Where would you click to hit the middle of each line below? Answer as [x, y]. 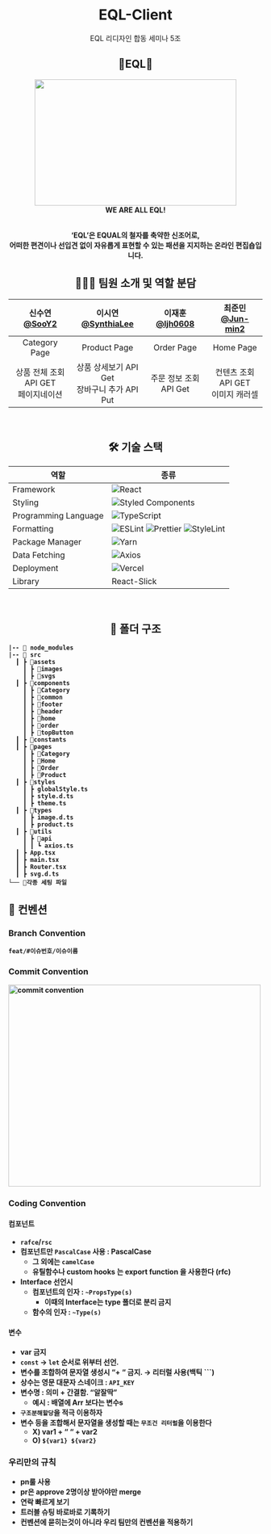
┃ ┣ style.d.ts [48, 796]
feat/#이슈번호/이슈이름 [43, 951]
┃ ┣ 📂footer [43, 704]
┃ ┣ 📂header [43, 712]
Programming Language [58, 516]
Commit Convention [48, 971]
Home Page [235, 347]
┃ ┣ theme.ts [45, 804]
